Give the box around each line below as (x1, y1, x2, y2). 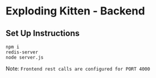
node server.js (5, 55, 44, 61)
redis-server (5, 49, 39, 55)
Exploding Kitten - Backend (5, 4, 145, 18)
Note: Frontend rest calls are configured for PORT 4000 (5, 65, 151, 72)
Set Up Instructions (5, 28, 80, 38)
